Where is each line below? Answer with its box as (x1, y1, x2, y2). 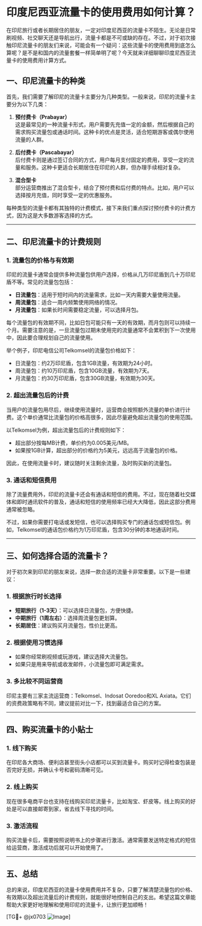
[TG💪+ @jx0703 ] (6, 913, 71, 920)
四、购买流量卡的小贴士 (6, 725, 93, 735)
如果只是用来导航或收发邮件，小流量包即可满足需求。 (14, 661, 147, 668)
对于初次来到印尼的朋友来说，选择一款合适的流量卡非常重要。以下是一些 (6, 568, 185, 575)
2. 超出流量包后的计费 (6, 391, 69, 400)
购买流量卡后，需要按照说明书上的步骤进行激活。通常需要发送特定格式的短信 (6, 836, 196, 844)
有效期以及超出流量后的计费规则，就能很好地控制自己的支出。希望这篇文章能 (6, 894, 196, 901)
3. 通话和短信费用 (6, 476, 57, 484)
